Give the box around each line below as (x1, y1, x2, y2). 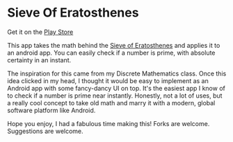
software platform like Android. (7, 106, 96, 114)
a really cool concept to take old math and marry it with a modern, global (7, 98, 216, 107)
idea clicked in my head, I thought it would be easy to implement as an (7, 76, 209, 85)
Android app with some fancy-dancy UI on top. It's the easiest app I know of (7, 84, 226, 92)
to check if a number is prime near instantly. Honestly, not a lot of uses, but (7, 91, 223, 100)
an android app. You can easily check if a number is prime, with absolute (7, 48, 216, 57)
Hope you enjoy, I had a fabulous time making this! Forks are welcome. (7, 119, 210, 127)
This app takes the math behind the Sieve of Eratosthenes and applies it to (7, 41, 220, 49)
